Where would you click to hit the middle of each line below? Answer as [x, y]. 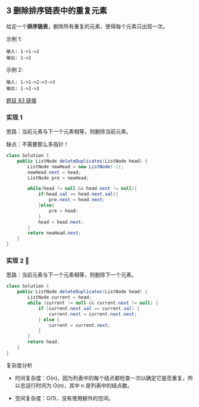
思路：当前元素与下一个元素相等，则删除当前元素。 [69, 132]
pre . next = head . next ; [77, 200]
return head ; [44, 342]
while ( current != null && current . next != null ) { [93, 303]
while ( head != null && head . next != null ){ [82, 189]
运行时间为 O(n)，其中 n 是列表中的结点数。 [79, 385]
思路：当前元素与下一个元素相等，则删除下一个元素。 [71, 275]
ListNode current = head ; [60, 297]
